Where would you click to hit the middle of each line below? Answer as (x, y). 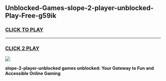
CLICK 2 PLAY (22, 48)
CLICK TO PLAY (24, 30)
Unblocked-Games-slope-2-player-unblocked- (80, 8)
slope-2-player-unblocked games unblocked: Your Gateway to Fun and (80, 68)
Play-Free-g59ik (31, 16)
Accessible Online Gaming (33, 73)
